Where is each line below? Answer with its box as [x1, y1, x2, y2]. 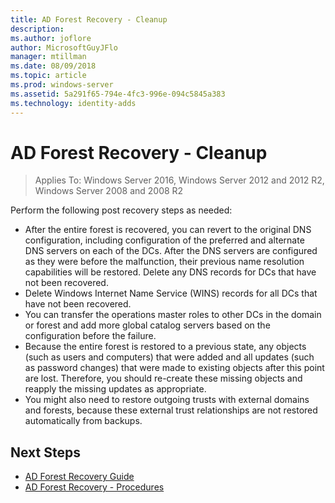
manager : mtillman [10, 52, 87, 62]
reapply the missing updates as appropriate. [24, 383, 207, 395]
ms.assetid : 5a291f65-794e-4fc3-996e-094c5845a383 [10, 89, 226, 99]
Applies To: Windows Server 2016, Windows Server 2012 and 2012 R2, [34, 174, 325, 186]
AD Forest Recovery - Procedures [24, 481, 165, 493]
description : [10, 24, 65, 34]
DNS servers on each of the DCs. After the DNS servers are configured [24, 245, 318, 257]
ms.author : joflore [10, 33, 92, 43]
